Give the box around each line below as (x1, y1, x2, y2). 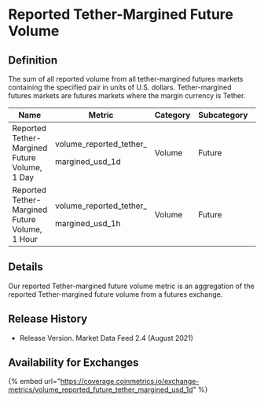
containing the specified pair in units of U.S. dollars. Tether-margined (8, 82, 232, 92)
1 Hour (12, 234, 38, 244)
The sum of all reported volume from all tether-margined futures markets (8, 75, 244, 83)
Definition (8, 53, 57, 67)
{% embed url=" (8, 377, 61, 386)
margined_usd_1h (54, 218, 121, 228)
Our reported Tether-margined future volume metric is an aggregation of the (8, 281, 255, 291)
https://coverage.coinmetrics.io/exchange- (60, 377, 200, 386)
